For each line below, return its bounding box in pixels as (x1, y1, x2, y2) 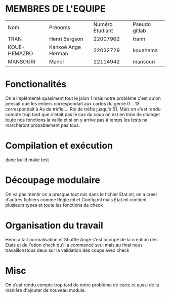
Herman (49, 50, 68, 57)
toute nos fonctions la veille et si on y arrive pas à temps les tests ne (5, 117, 148, 123)
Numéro (93, 21, 113, 28)
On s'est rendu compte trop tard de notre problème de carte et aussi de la (5, 282, 159, 288)
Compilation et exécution (5, 140, 113, 152)
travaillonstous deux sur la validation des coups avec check (5, 247, 130, 253)
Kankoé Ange (49, 44, 81, 51)
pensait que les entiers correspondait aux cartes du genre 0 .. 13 (5, 100, 140, 106)
